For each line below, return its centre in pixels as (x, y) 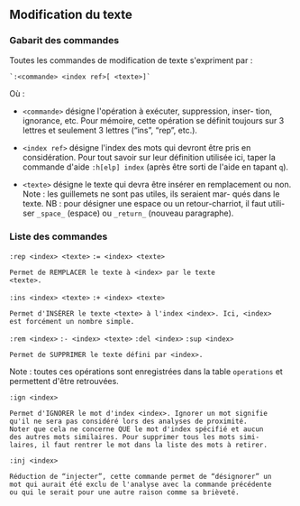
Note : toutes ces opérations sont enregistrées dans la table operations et (146, 371)
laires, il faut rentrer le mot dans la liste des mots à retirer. (139, 445)
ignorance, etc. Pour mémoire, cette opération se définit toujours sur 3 (153, 120)
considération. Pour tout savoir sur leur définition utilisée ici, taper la (149, 157)
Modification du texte (71, 15)
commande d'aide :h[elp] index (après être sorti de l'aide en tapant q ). (155, 167)
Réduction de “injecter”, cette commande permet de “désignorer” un (141, 476)
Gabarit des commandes (64, 41)
